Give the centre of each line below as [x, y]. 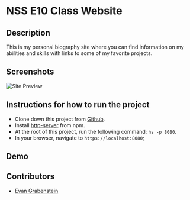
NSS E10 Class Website [64, 11]
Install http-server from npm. [50, 125]
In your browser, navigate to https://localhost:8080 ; [80, 138]
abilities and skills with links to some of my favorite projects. [79, 53]
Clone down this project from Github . [60, 119]
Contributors [30, 177]
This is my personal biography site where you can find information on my [95, 47]
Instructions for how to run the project [78, 105]
